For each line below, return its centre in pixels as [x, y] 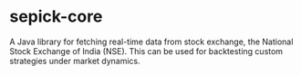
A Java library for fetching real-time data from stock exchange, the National [151, 42]
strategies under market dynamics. [75, 61]
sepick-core [56, 17]
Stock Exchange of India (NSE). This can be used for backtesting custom [146, 51]
